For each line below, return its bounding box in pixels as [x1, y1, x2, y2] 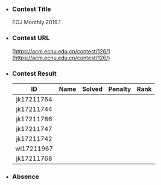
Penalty [108, 84, 131, 93]
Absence [11, 172, 39, 181]
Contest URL [11, 34, 50, 42]
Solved [82, 84, 103, 93]
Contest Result [11, 69, 57, 78]
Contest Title [11, 5, 51, 13]
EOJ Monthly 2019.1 [11, 19, 62, 26]
